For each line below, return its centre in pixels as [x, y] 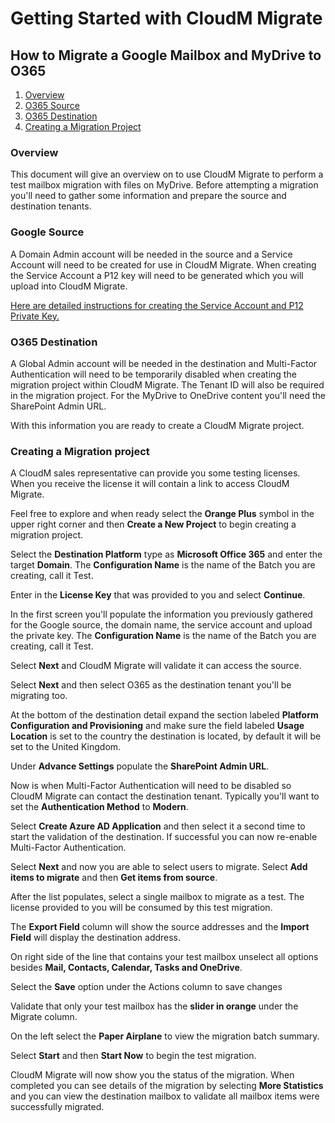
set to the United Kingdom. [66, 747]
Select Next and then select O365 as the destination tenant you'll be [151, 685]
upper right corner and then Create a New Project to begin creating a [153, 524]
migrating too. [39, 696]
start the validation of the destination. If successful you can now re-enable [164, 837]
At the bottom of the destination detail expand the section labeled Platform [164, 715]
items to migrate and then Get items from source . [114, 878]
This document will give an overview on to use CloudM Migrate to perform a [167, 174]
